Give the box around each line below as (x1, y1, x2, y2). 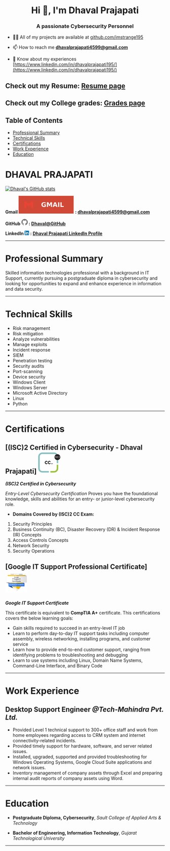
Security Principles (12, 521, 52, 527)
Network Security (12, 542, 50, 549)
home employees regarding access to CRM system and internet (12, 732, 146, 738)
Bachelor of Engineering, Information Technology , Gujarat (12, 830, 137, 836)
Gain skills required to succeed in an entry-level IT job (12, 625, 125, 631)
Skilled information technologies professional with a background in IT (5, 269, 150, 276)
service (12, 641, 29, 647)
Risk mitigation (12, 330, 44, 336)
